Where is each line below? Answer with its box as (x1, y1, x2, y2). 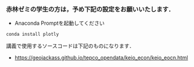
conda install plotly (6, 31, 59, 38)
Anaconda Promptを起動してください (14, 19, 105, 27)
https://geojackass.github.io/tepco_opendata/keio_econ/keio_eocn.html (14, 54, 188, 61)
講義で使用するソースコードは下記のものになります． (6, 42, 135, 49)
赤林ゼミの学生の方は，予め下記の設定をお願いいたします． (6, 5, 175, 13)
